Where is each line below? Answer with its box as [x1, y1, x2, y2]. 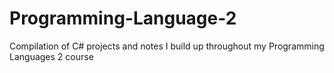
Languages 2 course [9, 50, 94, 62]
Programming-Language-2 [9, 7, 237, 30]
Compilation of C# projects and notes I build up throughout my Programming [9, 40, 325, 52]
